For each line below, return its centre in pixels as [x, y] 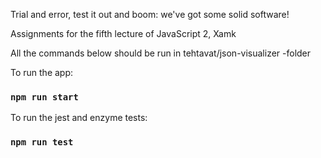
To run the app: [42, 72]
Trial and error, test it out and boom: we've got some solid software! [150, 14]
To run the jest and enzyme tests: [79, 118]
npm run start [44, 97]
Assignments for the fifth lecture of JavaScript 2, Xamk [123, 33]
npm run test [42, 142]
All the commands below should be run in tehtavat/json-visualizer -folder [161, 53]
